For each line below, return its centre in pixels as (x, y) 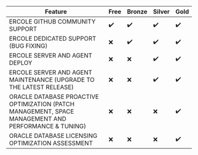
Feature (56, 11)
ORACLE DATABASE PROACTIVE (54, 97)
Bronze (137, 11)
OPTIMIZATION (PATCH (42, 104)
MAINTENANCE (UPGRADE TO (52, 80)
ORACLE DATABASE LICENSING (53, 136)
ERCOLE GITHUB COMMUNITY (52, 22)
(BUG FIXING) (29, 46)
